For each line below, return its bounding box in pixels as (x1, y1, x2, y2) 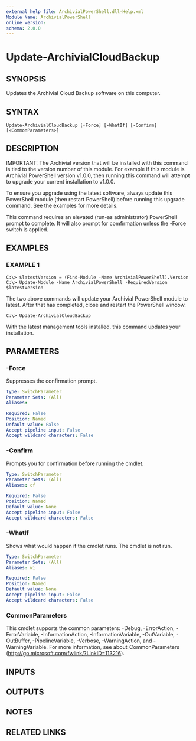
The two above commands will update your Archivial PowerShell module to (6, 295, 188, 302)
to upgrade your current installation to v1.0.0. (6, 178, 115, 185)
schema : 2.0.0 (6, 25, 41, 31)
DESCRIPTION (6, 143, 59, 154)
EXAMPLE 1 (6, 261, 40, 269)
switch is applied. (6, 226, 49, 233)
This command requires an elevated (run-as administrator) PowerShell (6, 213, 177, 220)
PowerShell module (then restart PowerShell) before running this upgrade (6, 195, 185, 203)
